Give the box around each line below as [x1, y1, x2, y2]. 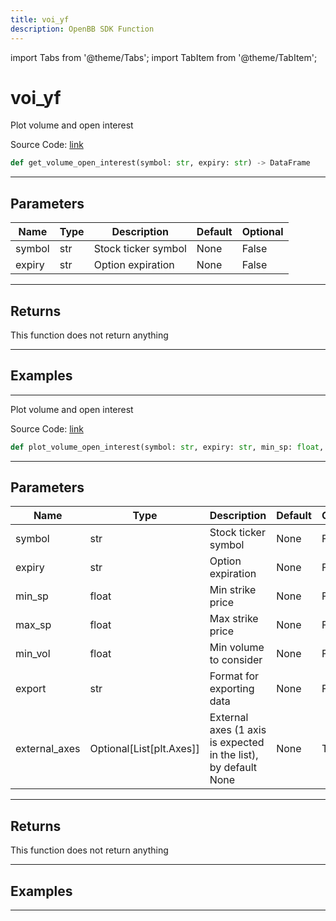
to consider [209, 653, 263, 667]
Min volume [209, 641, 265, 655]
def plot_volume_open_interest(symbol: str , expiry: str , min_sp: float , [10, 442, 325, 452]
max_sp [15, 618, 52, 632]
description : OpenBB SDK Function [10, 24, 155, 34]
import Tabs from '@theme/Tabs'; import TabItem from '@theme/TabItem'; [10, 51, 318, 63]
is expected [209, 736, 265, 750]
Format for [209, 669, 259, 683]
